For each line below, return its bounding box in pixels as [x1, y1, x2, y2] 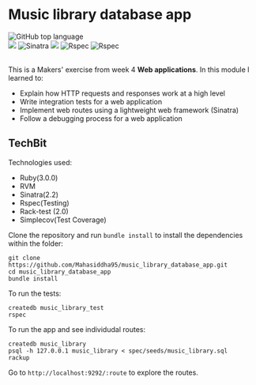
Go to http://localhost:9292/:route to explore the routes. [8, 368, 199, 377]
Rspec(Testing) [19, 198, 70, 207]
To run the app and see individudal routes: [8, 324, 146, 334]
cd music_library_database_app [8, 267, 111, 276]
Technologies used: [8, 157, 73, 167]
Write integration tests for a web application [19, 96, 163, 106]
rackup [8, 353, 30, 361]
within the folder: [8, 239, 63, 248]
